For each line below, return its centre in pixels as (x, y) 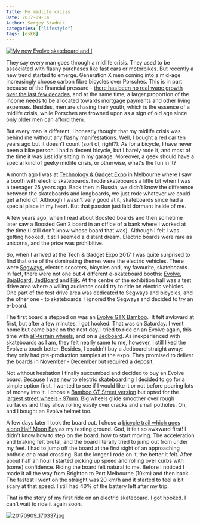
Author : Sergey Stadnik (36, 23)
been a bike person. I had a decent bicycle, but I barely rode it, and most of (99, 151)
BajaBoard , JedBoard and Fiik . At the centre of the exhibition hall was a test (99, 280)
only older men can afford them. (46, 119)
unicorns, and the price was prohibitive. (55, 243)
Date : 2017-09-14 (28, 17)
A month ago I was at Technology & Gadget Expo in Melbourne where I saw (99, 174)
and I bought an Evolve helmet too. (49, 411)
